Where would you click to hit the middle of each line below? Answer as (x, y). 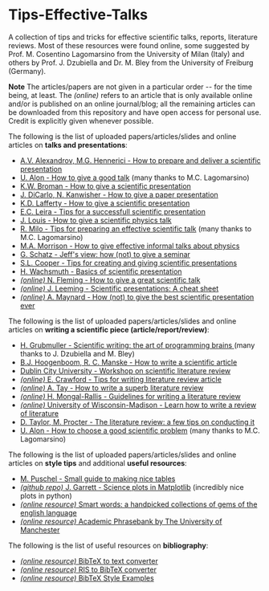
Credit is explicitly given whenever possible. (81, 120)
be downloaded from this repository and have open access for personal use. (135, 112)
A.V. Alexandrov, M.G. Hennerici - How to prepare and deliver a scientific (140, 160)
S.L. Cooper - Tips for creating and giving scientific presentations (128, 263)
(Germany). (27, 71)
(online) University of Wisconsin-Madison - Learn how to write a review (138, 405)
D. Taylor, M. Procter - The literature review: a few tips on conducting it (137, 422)
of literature (39, 413)
